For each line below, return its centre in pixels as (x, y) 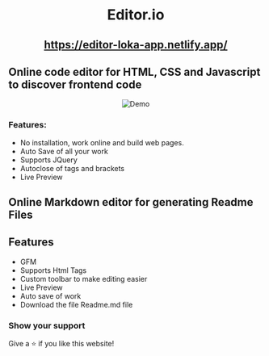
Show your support (47, 325)
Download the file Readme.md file (76, 304)
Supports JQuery (49, 160)
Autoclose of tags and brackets (72, 168)
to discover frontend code (75, 84)
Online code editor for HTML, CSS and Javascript (134, 71)
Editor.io (136, 15)
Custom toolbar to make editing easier (84, 279)
